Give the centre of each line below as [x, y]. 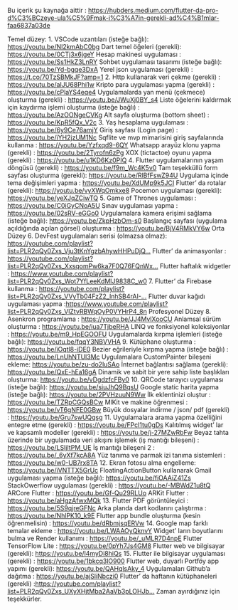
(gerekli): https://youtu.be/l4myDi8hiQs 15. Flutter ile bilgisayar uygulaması [117, 553]
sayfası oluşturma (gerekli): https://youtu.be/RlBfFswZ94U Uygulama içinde [118, 175]
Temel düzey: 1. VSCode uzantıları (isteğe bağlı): [78, 39]
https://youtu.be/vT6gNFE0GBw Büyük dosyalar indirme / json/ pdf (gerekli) [119, 410]
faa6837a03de [29, 25]
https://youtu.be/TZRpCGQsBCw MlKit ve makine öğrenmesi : [98, 402]
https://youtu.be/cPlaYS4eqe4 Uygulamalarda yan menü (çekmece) [107, 92]
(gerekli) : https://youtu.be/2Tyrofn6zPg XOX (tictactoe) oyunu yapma [109, 153]
